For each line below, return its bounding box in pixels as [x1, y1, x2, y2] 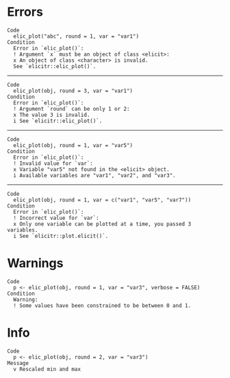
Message [7, 359, 29, 366]
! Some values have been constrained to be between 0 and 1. [13, 302, 192, 309]
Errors [7, 4, 43, 20]
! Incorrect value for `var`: [13, 214, 99, 221]
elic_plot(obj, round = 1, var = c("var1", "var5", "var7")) [13, 197, 192, 203]
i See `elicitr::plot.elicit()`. [13, 232, 109, 239]
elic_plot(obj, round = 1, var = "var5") [13, 142, 133, 148]
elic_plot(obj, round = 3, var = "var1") [13, 87, 133, 94]
